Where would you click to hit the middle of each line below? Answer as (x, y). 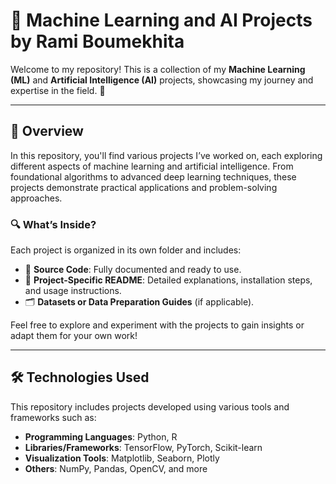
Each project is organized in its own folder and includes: (126, 250)
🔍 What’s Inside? (53, 224)
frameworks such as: (53, 417)
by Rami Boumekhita (97, 41)
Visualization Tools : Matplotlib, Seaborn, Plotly (122, 458)
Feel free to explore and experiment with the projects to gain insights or (157, 325)
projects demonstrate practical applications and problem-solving (144, 187)
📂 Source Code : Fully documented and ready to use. (133, 270)
